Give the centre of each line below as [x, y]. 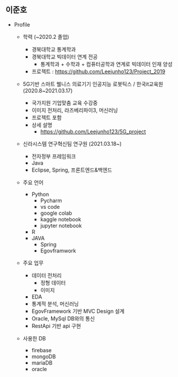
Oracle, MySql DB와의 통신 [63, 318]
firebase [42, 350]
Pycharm [51, 200]
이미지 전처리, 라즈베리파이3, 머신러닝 [75, 110]
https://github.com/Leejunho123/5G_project [93, 132]
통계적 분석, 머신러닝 [55, 304]
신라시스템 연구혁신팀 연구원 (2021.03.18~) [72, 143]
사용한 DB [34, 338]
